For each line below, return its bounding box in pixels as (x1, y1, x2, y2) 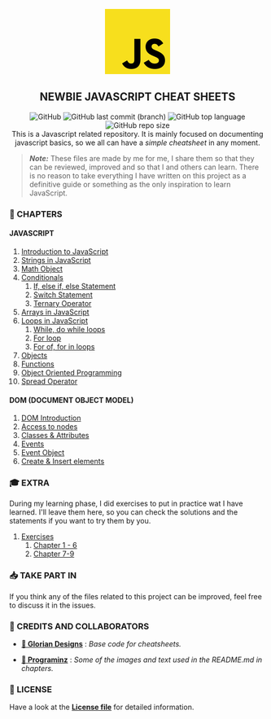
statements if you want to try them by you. (9, 516, 151, 526)
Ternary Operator (33, 298, 92, 308)
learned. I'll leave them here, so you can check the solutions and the (9, 507, 238, 517)
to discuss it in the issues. (9, 600, 96, 610)
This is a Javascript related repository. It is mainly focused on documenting (11, 129, 264, 138)
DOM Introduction (20, 413, 81, 423)
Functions (20, 359, 55, 369)
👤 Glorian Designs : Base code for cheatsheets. (20, 639, 181, 649)
